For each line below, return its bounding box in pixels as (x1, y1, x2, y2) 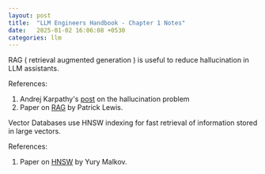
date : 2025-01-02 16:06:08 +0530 (8, 26, 126, 34)
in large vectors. (8, 127, 61, 136)
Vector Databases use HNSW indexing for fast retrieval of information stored (8, 118, 258, 127)
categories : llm (8, 33, 62, 42)
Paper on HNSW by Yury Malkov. (19, 157, 128, 167)
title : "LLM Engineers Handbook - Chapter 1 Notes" (8, 19, 186, 27)
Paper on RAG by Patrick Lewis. (19, 103, 123, 112)
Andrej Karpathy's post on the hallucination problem (19, 94, 190, 104)
